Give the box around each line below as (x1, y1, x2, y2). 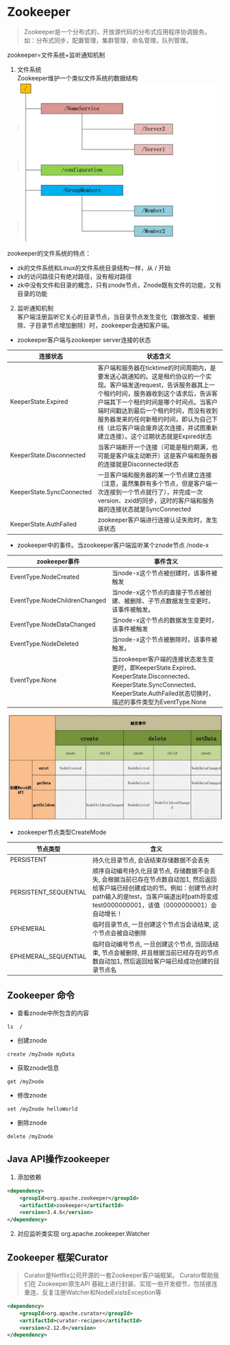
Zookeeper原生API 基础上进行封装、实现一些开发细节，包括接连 (37, 1279, 218, 1287)
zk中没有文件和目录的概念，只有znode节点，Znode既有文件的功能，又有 (16, 280, 222, 289)
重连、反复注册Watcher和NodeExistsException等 (23, 1288, 162, 1296)
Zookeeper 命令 (7, 989, 75, 1001)
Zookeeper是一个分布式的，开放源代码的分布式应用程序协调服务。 (23, 27, 211, 36)
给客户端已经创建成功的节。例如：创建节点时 (92, 884, 219, 892)
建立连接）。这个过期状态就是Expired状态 (97, 432, 212, 440)
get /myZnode (7, 1078, 44, 1085)
